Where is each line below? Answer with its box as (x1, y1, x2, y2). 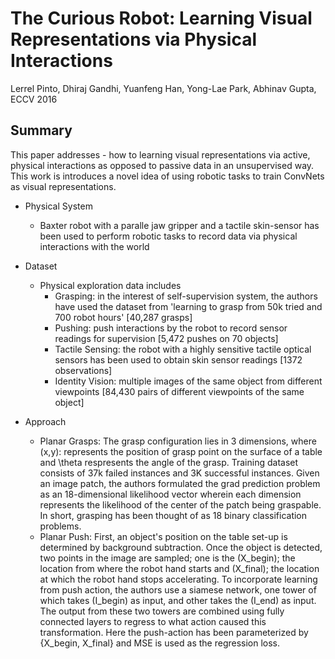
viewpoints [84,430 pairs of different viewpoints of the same (54, 385, 305, 397)
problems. (39, 520, 82, 532)
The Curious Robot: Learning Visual (10, 7, 313, 30)
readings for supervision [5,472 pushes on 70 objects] (54, 332, 279, 344)
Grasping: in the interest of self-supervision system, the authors (54, 290, 318, 302)
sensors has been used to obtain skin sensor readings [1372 (54, 353, 303, 366)
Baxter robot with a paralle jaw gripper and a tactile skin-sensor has (39, 219, 320, 231)
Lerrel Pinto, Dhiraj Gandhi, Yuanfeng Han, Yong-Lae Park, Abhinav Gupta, (10, 82, 317, 94)
